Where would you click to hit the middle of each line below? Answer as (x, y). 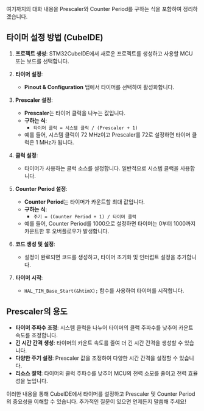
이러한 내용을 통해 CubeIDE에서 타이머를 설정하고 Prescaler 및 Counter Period (101, 394)
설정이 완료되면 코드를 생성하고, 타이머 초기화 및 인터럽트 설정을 (100, 257)
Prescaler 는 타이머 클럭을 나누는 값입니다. (75, 113)
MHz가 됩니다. (57, 142)
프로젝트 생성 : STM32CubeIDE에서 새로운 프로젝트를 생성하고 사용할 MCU (104, 53)
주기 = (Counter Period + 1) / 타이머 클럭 (85, 216)
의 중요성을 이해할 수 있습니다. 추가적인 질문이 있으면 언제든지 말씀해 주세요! (97, 401)
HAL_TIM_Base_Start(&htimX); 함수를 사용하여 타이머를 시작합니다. (104, 290)
